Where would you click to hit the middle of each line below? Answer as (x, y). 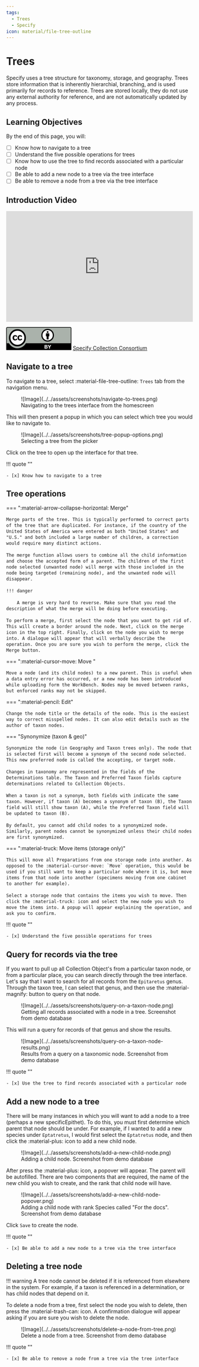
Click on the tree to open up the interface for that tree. (72, 452)
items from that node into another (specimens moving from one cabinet (96, 878)
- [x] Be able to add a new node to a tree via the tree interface (91, 1249)
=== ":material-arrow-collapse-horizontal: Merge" (67, 508)
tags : (13, 12)
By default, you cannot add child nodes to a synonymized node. (87, 826)
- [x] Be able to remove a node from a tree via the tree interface (92, 1359)
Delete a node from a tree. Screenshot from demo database (94, 1335)
